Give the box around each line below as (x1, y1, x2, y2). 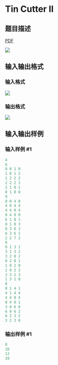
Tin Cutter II (5, 3, 54, 15)
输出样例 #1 (5, 331, 32, 338)
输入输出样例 (5, 130, 44, 138)
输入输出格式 (5, 63, 44, 71)
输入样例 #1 (5, 146, 32, 153)
